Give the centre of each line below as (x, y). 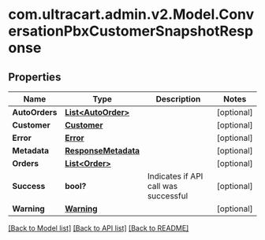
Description (178, 99)
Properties (35, 77)
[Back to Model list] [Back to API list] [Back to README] (99, 228)
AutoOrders (35, 112)
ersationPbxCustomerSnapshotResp (131, 31)
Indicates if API (175, 176)
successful (168, 196)
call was (162, 186)
